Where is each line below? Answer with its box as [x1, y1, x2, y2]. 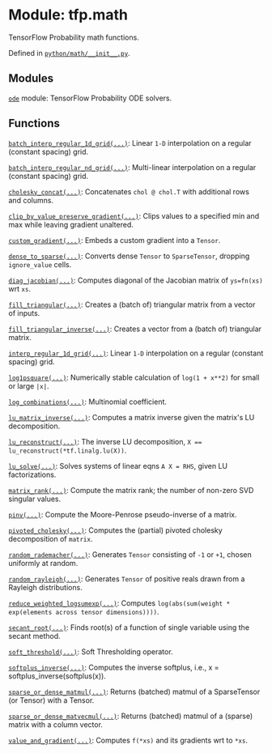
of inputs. [8, 308, 40, 317]
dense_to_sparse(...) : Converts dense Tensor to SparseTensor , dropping [8, 251, 250, 261]
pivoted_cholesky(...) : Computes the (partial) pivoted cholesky [8, 525, 223, 535]
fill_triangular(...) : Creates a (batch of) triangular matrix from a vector [8, 300, 256, 309]
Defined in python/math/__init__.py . [8, 48, 131, 57]
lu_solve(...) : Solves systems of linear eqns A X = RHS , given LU [8, 461, 228, 470]
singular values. [8, 494, 62, 504]
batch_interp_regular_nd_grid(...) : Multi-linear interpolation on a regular [8, 162, 257, 172]
